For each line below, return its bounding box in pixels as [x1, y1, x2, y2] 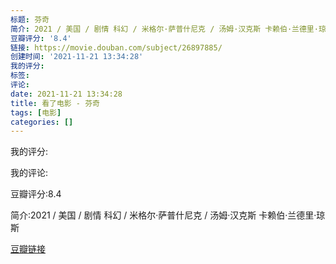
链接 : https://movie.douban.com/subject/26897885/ [10, 42, 223, 53]
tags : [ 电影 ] [10, 107, 62, 118]
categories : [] [10, 117, 74, 127]
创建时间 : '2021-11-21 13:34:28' [10, 52, 144, 62]
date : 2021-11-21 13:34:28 [10, 89, 123, 99]
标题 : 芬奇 [10, 14, 50, 25]
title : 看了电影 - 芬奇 [10, 98, 100, 108]
